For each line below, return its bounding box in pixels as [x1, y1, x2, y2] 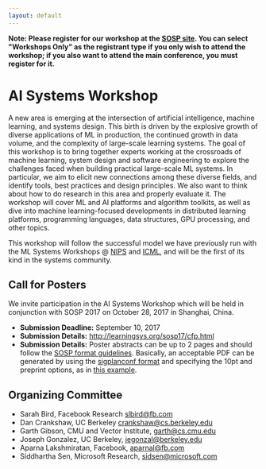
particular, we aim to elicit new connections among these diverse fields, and [8, 172, 257, 181]
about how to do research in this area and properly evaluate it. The [8, 188, 226, 199]
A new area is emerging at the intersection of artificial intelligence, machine [8, 113, 256, 122]
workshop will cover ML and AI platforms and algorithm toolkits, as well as [8, 197, 251, 207]
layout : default [8, 11, 62, 20]
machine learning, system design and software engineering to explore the [8, 155, 250, 165]
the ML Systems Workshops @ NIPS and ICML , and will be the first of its [8, 246, 245, 256]
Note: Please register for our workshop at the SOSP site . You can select [8, 33, 249, 43]
